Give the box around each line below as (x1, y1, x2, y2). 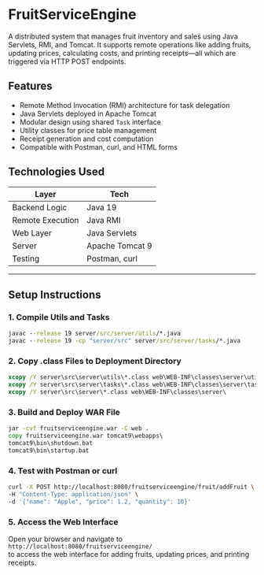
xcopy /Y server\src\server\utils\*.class (8, 373, 149, 381)
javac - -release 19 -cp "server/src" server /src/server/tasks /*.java (8, 337, 241, 345)
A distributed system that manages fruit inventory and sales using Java (8, 32, 238, 41)
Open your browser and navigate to (8, 534, 123, 543)
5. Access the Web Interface (8, 516, 119, 527)
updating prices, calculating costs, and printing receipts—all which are (8, 48, 236, 57)
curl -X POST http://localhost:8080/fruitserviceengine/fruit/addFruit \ (8, 483, 255, 492)
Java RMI (86, 214, 121, 225)
